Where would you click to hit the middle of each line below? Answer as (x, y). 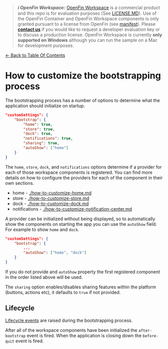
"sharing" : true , (41, 143)
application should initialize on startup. (45, 106)
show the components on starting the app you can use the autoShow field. (81, 224)
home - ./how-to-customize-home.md (52, 193)
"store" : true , (39, 129)
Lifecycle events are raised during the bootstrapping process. (69, 320)
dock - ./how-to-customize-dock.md (51, 204)
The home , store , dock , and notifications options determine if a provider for (83, 167)
